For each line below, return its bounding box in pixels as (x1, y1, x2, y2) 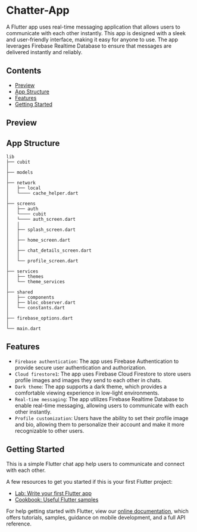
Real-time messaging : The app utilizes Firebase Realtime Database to (14, 395, 185, 402)
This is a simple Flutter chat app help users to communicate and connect (6, 460, 185, 467)
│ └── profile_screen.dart (6, 258, 79, 264)
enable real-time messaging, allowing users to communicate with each (14, 402, 189, 409)
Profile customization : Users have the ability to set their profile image (14, 414, 189, 421)
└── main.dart (6, 326, 42, 331)
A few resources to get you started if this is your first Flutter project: (6, 478, 173, 485)
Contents (6, 66, 42, 76)
